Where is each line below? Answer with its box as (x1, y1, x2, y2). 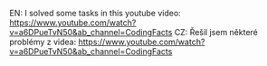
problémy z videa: (9, 36, 77, 47)
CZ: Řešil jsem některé (174, 27, 258, 37)
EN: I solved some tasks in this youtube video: (9, 8, 181, 18)
